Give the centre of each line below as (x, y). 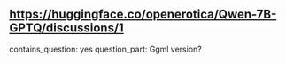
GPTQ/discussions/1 (66, 28)
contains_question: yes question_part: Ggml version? (105, 49)
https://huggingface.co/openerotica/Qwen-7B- (143, 14)
